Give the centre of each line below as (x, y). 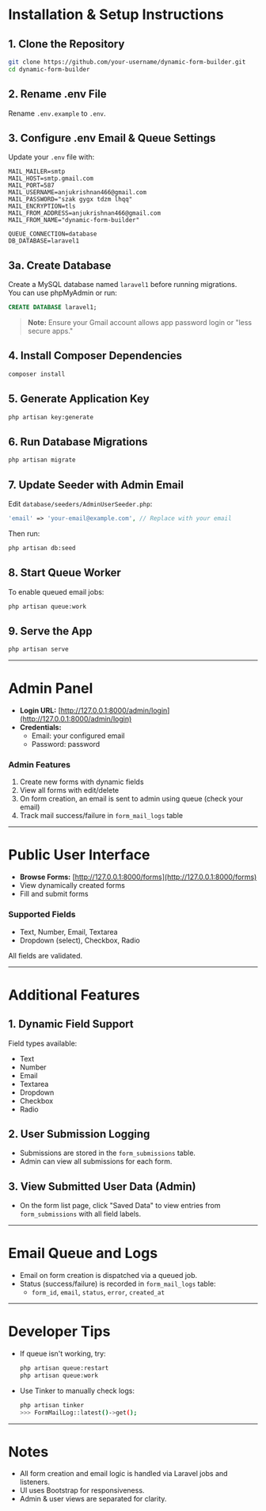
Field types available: (43, 1043)
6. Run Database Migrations (78, 442)
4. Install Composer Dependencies (95, 356)
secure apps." (50, 331)
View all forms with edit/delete (69, 790)
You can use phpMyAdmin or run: (63, 293)
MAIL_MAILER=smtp (37, 172)
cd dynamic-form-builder (49, 69)
